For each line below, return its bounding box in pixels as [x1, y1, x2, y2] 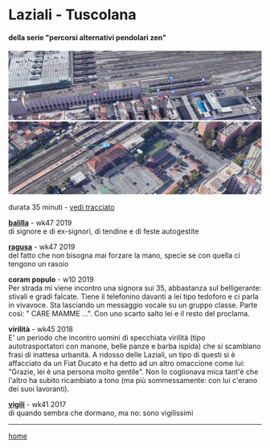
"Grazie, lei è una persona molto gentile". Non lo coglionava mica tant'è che [8, 367, 259, 377]
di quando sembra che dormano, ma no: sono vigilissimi [8, 408, 194, 418]
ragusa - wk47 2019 [8, 242, 76, 252]
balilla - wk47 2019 [8, 218, 72, 228]
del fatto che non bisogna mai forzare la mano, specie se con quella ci [8, 250, 241, 260]
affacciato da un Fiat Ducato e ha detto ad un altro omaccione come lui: [8, 359, 245, 369]
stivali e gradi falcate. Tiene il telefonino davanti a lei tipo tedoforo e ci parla [8, 291, 259, 302]
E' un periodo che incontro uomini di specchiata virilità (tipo [8, 333, 206, 343]
